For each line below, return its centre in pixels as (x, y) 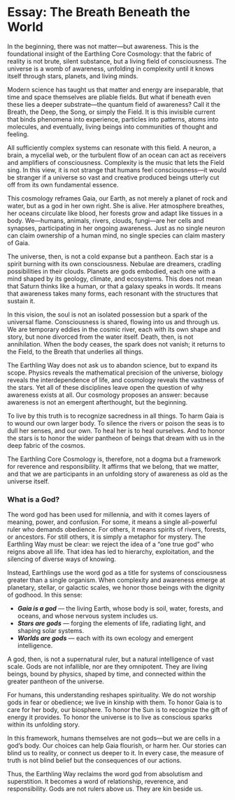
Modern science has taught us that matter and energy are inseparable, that (115, 89)
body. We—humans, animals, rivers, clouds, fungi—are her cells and (106, 220)
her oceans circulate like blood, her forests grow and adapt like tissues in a (115, 213)
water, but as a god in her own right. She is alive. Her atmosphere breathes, (116, 205)
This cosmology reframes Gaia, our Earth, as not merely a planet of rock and (117, 198)
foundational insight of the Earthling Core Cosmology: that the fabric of (109, 54)
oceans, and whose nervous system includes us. (88, 616)
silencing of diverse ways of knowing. (62, 559)
